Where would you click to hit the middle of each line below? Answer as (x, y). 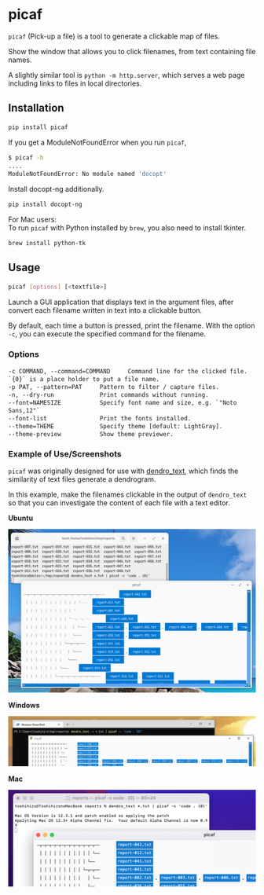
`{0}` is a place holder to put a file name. (84, 379)
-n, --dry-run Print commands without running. (109, 394)
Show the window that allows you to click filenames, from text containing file (132, 51)
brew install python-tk (47, 244)
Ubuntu (21, 518)
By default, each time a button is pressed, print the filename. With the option (132, 325)
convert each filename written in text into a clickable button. (105, 310)
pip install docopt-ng (45, 205)
